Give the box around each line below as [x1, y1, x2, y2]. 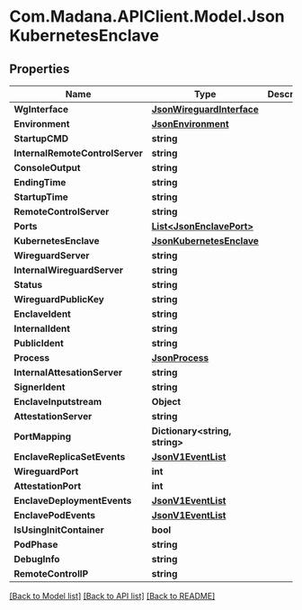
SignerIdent [13, 381, 66, 393]
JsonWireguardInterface [151, 103, 259, 115]
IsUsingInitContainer [13, 524, 105, 536]
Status [13, 279, 43, 291]
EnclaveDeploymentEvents [13, 495, 132, 507]
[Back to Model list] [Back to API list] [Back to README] [9, 591, 216, 601]
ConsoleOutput [13, 162, 81, 174]
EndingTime [13, 176, 67, 188]
